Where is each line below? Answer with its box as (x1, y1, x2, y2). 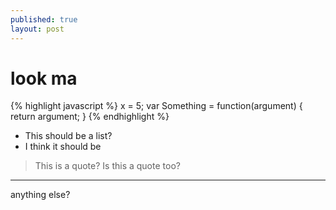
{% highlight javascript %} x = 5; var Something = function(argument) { (10, 100, 303, 112)
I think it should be (24, 141, 102, 153)
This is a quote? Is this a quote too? (34, 160, 181, 172)
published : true (10, 14, 78, 25)
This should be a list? (24, 130, 113, 142)
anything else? (10, 189, 71, 201)
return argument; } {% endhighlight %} (10, 111, 170, 123)
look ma (10, 67, 78, 90)
